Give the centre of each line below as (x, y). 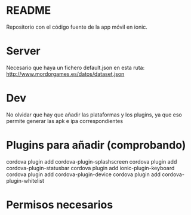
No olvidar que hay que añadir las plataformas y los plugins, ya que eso (94, 115)
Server (23, 51)
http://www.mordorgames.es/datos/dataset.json (65, 74)
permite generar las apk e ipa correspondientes (65, 121)
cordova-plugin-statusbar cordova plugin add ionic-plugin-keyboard (90, 168)
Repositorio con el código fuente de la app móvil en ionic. (77, 27)
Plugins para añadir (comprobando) (96, 145)
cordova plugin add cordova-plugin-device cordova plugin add (84, 174)
